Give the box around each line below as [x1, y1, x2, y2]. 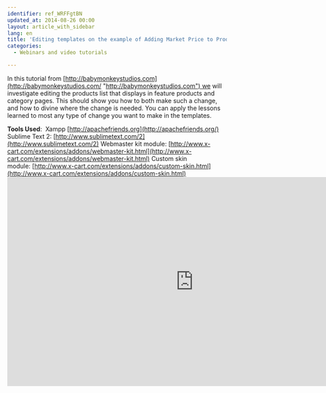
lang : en [7, 29, 33, 37]
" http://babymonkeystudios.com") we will [102, 82, 222, 90]
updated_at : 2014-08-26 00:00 [7, 17, 95, 24]
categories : [7, 43, 42, 49]
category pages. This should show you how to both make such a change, [7, 96, 218, 105]
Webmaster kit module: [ [100, 139, 171, 148]
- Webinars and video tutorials [13, 49, 108, 56]
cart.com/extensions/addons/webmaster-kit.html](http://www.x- [7, 147, 192, 155]
